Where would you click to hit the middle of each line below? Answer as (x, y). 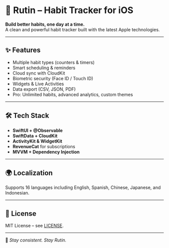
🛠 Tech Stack (27, 116)
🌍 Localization (29, 173)
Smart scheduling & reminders (44, 68)
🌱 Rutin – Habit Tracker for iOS (69, 10)
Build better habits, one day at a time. (45, 24)
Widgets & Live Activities (38, 84)
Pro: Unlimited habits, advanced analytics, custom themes (73, 94)
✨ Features (23, 50)
